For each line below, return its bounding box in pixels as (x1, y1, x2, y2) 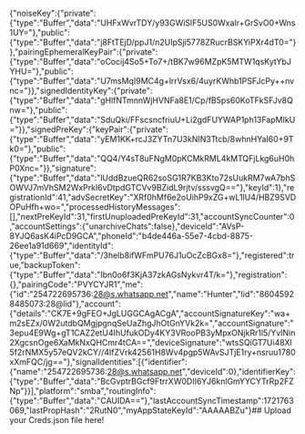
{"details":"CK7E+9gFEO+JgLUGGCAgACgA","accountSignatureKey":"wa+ (9, 308, 291, 318)
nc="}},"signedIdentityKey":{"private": (9, 86, 153, 96)
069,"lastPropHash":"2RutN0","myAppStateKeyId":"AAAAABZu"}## (9, 405, 262, 416)
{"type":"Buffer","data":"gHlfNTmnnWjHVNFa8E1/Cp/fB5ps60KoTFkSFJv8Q (9, 95, 293, 106)
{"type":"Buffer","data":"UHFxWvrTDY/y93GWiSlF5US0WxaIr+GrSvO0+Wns (9, 17, 296, 28)
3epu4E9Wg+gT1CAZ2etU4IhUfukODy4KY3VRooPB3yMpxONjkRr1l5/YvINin (9, 327, 296, 338)
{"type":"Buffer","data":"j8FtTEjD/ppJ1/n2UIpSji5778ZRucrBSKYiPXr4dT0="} (9, 36, 297, 47)
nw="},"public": (9, 105, 68, 115)
